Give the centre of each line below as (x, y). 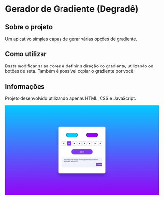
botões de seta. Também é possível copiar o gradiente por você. (70, 71)
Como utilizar (26, 54)
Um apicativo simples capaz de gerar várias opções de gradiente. (71, 39)
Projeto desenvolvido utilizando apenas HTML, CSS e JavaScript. (71, 98)
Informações (25, 87)
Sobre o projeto (29, 27)
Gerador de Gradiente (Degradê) (72, 9)
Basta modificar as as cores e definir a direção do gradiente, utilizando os (79, 66)
